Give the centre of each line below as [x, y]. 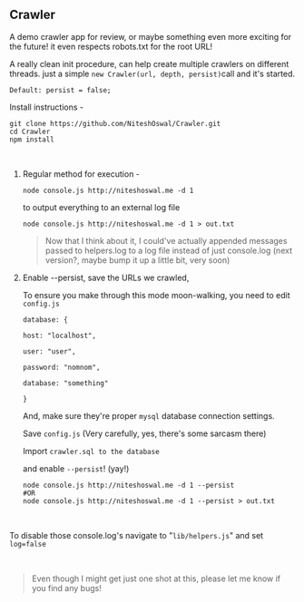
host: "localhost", [59, 335]
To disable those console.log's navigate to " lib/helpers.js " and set [137, 535]
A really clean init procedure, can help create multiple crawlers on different [149, 63]
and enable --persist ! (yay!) [76, 468]
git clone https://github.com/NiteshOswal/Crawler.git [115, 123]
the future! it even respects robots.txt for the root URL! [111, 46]
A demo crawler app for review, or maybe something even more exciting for [151, 36]
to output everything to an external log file [101, 207]
